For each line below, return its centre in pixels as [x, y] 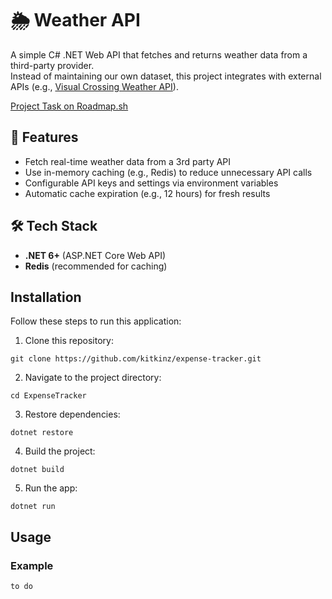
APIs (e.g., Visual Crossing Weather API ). [94, 86]
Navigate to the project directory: [93, 378]
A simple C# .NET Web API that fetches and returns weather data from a [159, 54]
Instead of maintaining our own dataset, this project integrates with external [166, 76]
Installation [46, 297]
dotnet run [33, 507]
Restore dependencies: [72, 414]
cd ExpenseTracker [48, 396]
